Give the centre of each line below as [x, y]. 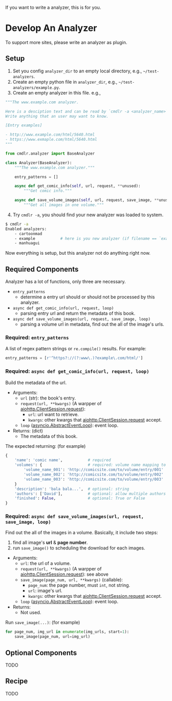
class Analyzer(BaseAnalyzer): [39, 163]
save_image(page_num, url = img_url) [52, 637]
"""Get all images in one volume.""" [64, 205]
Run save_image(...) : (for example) [43, 622]
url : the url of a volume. [46, 563]
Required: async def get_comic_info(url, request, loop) [77, 371]
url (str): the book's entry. [48, 398]
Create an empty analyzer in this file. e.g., [57, 92]
